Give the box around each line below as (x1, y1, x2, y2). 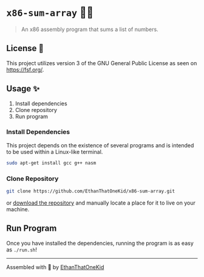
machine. (6, 205, 30, 212)
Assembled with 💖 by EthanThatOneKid (6, 263, 104, 270)
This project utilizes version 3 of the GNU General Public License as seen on (6, 59, 197, 66)
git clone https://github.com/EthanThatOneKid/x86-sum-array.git (6, 188, 175, 194)
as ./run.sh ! (6, 246, 38, 253)
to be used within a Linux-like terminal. (6, 148, 103, 155)
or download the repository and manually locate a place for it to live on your (6, 199, 195, 206)
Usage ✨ (6, 83, 40, 94)
